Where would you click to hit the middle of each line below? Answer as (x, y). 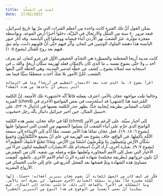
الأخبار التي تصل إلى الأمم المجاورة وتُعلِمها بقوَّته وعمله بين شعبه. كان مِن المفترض (79, 152)
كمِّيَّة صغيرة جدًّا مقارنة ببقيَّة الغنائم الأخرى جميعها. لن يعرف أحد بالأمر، (79, 180)
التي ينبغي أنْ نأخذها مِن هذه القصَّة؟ (42, 87)
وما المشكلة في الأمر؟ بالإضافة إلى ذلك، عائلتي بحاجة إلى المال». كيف (77, 185)
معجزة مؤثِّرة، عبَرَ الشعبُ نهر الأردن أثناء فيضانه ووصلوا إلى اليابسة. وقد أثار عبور (78, 38)
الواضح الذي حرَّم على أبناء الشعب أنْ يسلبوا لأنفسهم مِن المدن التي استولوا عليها (78, 126)
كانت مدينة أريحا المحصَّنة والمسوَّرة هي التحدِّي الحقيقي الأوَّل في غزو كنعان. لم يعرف (82, 58)
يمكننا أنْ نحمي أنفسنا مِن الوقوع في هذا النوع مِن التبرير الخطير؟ (74, 189)
